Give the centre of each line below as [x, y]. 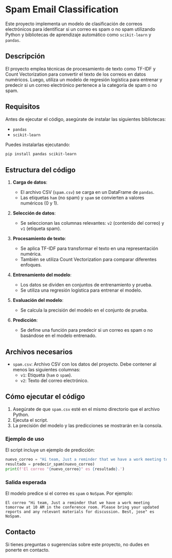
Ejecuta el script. [30, 420]
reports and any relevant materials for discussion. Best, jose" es [80, 512]
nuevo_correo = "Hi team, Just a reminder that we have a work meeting [83, 460]
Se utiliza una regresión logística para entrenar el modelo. [81, 290]
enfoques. [31, 265]
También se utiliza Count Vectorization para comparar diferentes [89, 259]
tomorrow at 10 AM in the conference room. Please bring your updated [82, 508]
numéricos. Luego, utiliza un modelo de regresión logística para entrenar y [84, 79]
